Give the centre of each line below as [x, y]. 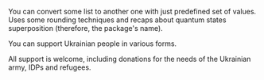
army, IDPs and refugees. [50, 67]
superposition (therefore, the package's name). [85, 28]
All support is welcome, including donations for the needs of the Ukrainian [130, 59]
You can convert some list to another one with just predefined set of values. [132, 11]
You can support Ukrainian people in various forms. [93, 44]
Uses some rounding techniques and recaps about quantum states [117, 20]
